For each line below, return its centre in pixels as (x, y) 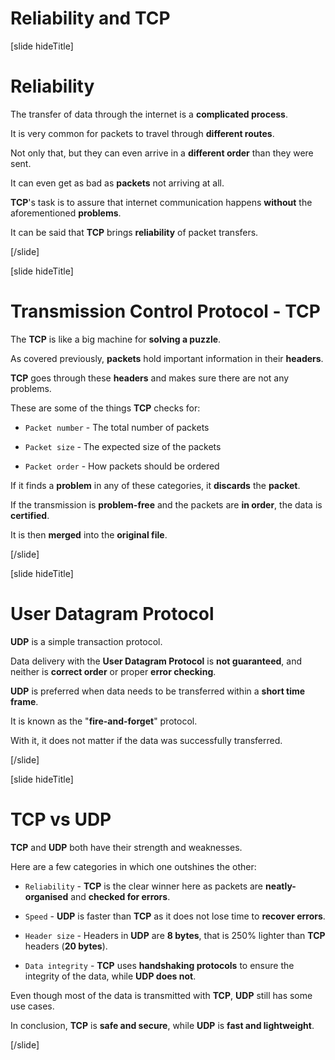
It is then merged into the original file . (89, 534)
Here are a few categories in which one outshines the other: (133, 866)
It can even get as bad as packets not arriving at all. (117, 183)
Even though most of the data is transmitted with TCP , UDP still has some (161, 995)
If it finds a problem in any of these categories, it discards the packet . (155, 485)
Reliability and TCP (90, 18)
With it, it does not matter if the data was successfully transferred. (146, 740)
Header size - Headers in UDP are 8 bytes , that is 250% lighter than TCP (175, 935)
